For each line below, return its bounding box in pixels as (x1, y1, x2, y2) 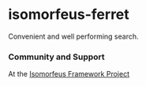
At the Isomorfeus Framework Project (8, 69, 130, 79)
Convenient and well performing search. (8, 32, 140, 41)
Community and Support (8, 51, 105, 62)
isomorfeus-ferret (8, 6, 130, 24)
